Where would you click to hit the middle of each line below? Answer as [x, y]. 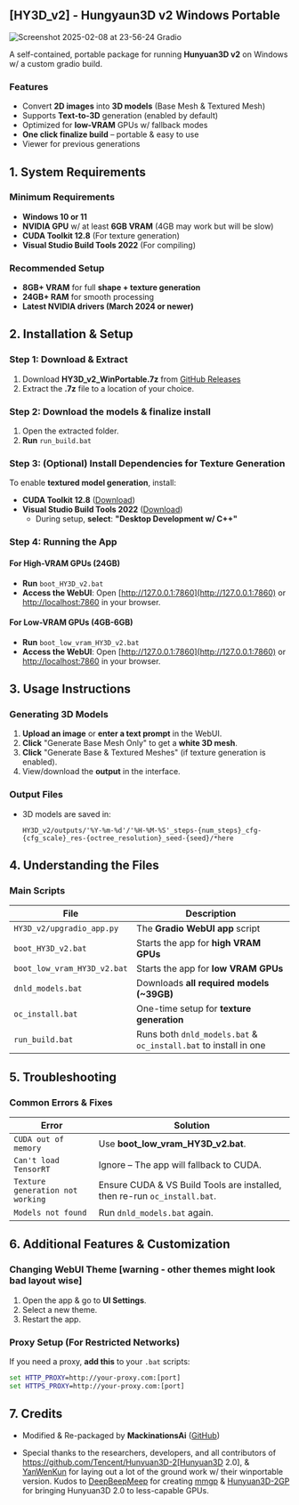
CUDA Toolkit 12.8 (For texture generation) [101, 235]
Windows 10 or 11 [54, 216]
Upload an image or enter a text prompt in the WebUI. [122, 733]
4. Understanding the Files [84, 866]
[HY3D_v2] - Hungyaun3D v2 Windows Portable [145, 16]
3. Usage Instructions [70, 689]
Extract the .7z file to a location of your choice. [108, 388]
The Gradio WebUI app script [198, 928]
